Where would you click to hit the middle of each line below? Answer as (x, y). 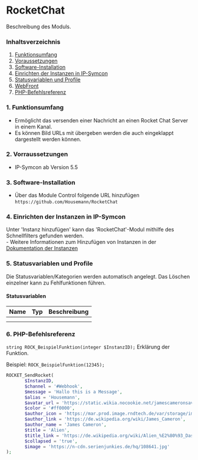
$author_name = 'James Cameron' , (66, 425)
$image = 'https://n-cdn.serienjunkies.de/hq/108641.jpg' (97, 446)
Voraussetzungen (36, 61)
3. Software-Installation (41, 182)
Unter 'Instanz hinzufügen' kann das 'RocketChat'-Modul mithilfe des (90, 230)
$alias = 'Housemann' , (52, 397)
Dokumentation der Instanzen (42, 249)
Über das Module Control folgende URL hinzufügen (77, 196)
